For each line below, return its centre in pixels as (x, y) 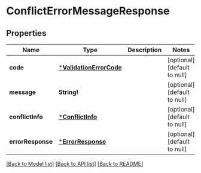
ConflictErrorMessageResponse (88, 11)
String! (69, 92)
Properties (26, 33)
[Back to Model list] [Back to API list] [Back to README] (75, 164)
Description (145, 50)
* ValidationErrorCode (90, 67)
